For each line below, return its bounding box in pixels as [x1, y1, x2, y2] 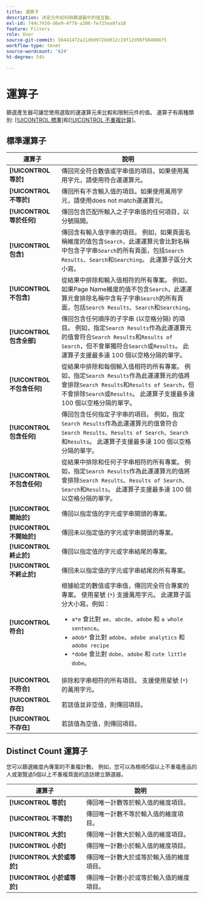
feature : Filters [6, 25, 50, 32]
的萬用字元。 [61, 685, 98, 694]
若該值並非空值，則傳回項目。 [61, 701, 147, 709]
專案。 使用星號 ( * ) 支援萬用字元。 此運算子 [61, 591, 186, 599]
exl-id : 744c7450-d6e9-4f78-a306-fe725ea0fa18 [6, 20, 126, 26]
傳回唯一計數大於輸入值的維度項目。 [86, 830, 190, 839]
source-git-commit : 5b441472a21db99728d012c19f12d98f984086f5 [6, 37, 167, 43]
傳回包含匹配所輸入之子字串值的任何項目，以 [61, 207, 189, 216]
